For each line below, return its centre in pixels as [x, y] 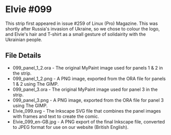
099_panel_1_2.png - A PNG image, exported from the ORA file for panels [89, 78]
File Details [23, 56]
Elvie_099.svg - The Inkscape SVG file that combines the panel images [87, 111]
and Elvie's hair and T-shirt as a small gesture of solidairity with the [76, 34]
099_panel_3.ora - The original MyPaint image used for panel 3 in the [85, 89]
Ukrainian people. [24, 40]
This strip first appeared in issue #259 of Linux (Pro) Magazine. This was [82, 23]
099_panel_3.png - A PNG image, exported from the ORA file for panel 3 [88, 100]
